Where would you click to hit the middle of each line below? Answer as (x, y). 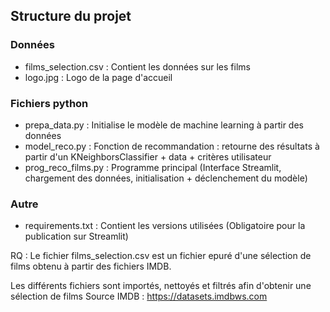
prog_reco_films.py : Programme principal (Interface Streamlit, (153, 167)
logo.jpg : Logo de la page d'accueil (98, 77)
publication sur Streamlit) (76, 236)
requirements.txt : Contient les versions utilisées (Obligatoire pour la (165, 226)
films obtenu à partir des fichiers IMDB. (91, 266)
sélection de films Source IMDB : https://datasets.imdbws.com (139, 296)
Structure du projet (71, 16)
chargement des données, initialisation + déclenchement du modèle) (166, 178)
